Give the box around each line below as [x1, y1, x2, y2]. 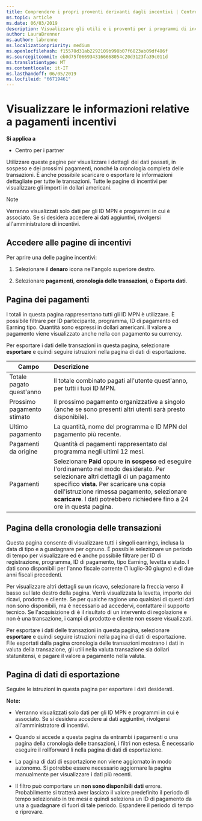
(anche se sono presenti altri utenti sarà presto [54, 405, 186, 414]
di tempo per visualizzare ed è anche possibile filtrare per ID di [6, 552, 162, 559]
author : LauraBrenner [6, 31, 61, 37]
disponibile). [54, 412, 89, 421]
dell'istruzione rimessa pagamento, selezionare [54, 487, 188, 496]
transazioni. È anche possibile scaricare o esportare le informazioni [6, 171, 173, 179]
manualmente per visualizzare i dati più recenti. [14, 771, 132, 778]
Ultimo [9, 422, 28, 430]
